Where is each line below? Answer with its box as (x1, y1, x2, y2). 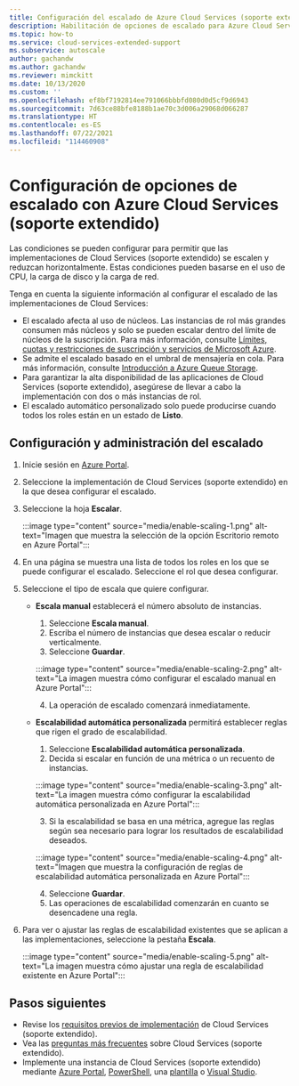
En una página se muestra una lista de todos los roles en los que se (21, 556, 270, 567)
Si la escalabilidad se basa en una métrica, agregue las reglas (48, 815, 275, 826)
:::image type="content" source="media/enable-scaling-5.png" (21, 951, 255, 961)
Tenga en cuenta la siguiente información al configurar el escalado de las (9, 288, 279, 299)
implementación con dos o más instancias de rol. (21, 391, 202, 401)
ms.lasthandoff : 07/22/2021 (9, 129, 114, 138)
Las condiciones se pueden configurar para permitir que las (9, 242, 229, 254)
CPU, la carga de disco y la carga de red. (9, 271, 159, 281)
